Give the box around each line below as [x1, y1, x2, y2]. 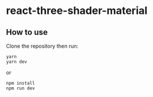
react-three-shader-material [6, 4, 148, 17]
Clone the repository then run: [6, 42, 79, 49]
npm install [6, 80, 35, 86]
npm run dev [6, 85, 35, 91]
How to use [6, 27, 48, 37]
